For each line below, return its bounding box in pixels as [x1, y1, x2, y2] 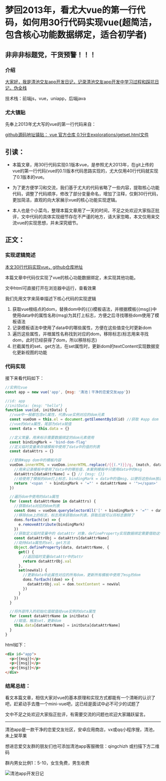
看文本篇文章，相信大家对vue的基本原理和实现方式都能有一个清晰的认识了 [5, 695, 156, 701]
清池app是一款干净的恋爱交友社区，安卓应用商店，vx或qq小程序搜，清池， [5, 727, 157, 732]
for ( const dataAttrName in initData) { [9, 614, 94, 619]
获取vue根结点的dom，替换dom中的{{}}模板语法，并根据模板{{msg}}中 [12, 306, 157, 312]
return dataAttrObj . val [23, 559, 72, 564]
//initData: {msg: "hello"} [5, 403, 63, 408]
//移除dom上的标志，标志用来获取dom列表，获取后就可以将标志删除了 [14, 513, 135, 518]
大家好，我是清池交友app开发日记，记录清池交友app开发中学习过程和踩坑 [5, 79, 155, 85]
